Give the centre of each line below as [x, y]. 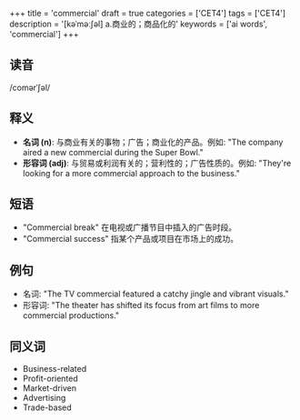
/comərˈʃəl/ [30, 87]
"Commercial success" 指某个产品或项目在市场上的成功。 [130, 239]
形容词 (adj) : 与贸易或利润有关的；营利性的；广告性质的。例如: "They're [157, 163]
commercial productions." [71, 315]
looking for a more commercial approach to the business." [131, 173]
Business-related [55, 369]
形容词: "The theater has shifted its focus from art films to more [141, 305]
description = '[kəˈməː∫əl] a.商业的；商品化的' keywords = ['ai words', [139, 24]
